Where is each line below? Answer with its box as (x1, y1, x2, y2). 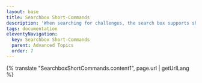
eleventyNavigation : (6, 31, 58, 37)
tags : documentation (6, 25, 58, 32)
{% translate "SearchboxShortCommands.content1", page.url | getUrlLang (6, 64, 189, 72)
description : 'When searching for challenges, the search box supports (6, 20, 189, 26)
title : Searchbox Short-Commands (6, 14, 90, 20)
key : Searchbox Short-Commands (11, 37, 90, 43)
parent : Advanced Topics (11, 43, 74, 49)
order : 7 (11, 48, 34, 54)
